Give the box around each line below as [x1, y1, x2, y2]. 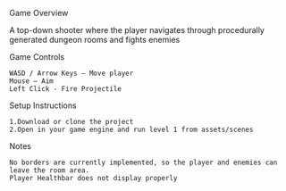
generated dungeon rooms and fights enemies [9, 35, 181, 45]
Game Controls [9, 52, 65, 62]
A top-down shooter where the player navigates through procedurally [9, 25, 265, 35]
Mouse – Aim [9, 77, 54, 86]
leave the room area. [9, 166, 90, 175]
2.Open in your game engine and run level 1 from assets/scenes [9, 125, 254, 134]
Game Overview [9, 8, 69, 18]
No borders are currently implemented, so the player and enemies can [9, 158, 278, 167]
